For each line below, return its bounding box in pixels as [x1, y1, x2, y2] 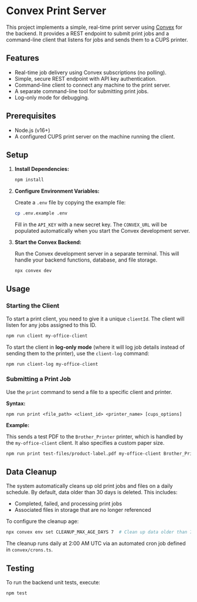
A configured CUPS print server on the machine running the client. [14, 133, 175, 140]
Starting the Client [6, 302, 60, 310]
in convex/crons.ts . [6, 546, 53, 553]
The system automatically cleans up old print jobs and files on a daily [6, 482, 173, 489]
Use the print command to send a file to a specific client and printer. [6, 388, 172, 395]
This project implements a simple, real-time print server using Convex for [6, 24, 183, 31]
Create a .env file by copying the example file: [14, 199, 126, 206]
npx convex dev [14, 268, 52, 274]
